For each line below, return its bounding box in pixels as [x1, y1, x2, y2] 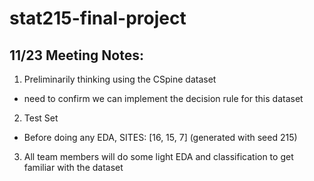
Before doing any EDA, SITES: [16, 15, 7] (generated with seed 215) [23, 132, 298, 143]
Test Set [23, 112, 59, 124]
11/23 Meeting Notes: [9, 47, 144, 64]
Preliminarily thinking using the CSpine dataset [23, 73, 217, 85]
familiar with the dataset [23, 162, 124, 173]
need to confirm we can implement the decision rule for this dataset [23, 93, 304, 104]
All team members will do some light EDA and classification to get [23, 151, 294, 162]
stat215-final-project [9, 7, 187, 30]
